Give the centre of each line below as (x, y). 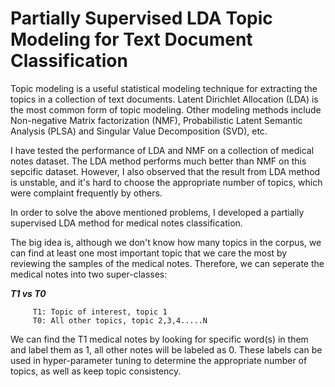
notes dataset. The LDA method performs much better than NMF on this (158, 161)
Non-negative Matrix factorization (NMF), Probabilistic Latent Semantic (156, 120)
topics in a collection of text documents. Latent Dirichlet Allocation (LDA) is (164, 99)
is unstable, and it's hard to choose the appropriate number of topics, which (166, 182)
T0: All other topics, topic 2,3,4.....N (120, 320)
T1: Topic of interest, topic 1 (100, 312)
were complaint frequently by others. (86, 193)
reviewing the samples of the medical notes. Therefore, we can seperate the (167, 263)
